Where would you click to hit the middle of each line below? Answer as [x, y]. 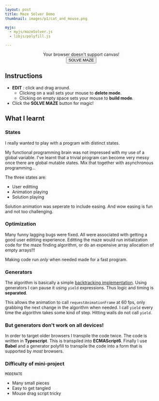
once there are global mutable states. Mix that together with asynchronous [79, 163]
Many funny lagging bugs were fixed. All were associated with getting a [76, 234]
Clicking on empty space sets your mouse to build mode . [76, 98]
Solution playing [28, 197]
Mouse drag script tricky [36, 393]
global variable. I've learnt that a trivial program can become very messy [77, 157]
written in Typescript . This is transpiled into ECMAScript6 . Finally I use [76, 341]
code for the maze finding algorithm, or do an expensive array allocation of [79, 245]
